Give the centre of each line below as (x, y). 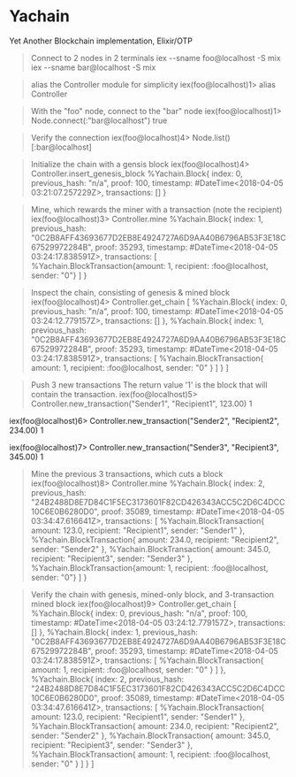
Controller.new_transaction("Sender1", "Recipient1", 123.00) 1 (141, 404)
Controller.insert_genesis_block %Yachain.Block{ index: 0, (137, 173)
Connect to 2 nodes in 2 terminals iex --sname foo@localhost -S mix (156, 58)
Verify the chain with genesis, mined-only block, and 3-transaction (152, 594)
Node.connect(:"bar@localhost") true (99, 120)
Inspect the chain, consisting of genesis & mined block (130, 292)
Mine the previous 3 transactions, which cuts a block (127, 473)
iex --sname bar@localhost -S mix (93, 67)
